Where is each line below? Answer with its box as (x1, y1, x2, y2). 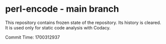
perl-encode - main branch (5, 3, 120, 15)
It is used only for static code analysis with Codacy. (5, 24, 111, 30)
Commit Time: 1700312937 (5, 34, 60, 40)
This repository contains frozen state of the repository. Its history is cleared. (5, 20, 161, 25)
